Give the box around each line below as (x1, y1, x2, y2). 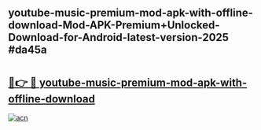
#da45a (8, 43, 47, 57)
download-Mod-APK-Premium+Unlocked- (8, 19, 220, 32)
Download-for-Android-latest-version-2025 (8, 31, 230, 44)
